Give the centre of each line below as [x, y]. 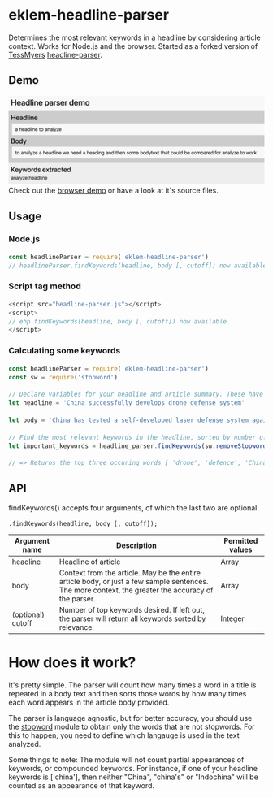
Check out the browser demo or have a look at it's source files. [114, 191]
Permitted [240, 541]
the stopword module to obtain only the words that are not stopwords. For [132, 726]
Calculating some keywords [65, 351]
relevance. [77, 627]
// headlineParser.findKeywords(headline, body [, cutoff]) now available [138, 266]
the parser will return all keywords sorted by [133, 618]
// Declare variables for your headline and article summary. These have [136, 395]
